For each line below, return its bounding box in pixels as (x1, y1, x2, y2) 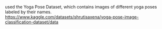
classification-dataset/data (5, 19, 59, 25)
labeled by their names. (5, 9, 52, 15)
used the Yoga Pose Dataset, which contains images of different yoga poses (5, 4, 157, 10)
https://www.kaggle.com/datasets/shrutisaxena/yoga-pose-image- (5, 14, 139, 19)
